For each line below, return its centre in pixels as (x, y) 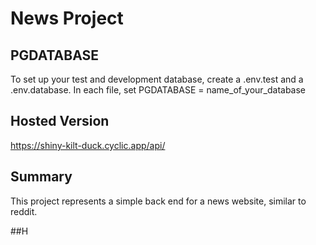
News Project (67, 18)
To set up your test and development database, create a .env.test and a (157, 79)
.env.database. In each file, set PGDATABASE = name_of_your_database (158, 90)
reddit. (24, 211)
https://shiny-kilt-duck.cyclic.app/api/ (88, 145)
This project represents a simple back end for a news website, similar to (158, 201)
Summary (41, 177)
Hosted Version (60, 121)
